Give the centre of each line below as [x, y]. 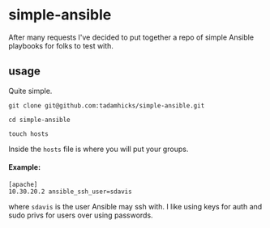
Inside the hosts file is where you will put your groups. [99, 149]
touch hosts [28, 134]
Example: [25, 167]
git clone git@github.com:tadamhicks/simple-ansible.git [107, 106]
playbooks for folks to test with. [61, 45]
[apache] [23, 184]
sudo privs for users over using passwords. [81, 215]
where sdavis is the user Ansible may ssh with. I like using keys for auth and [135, 206]
